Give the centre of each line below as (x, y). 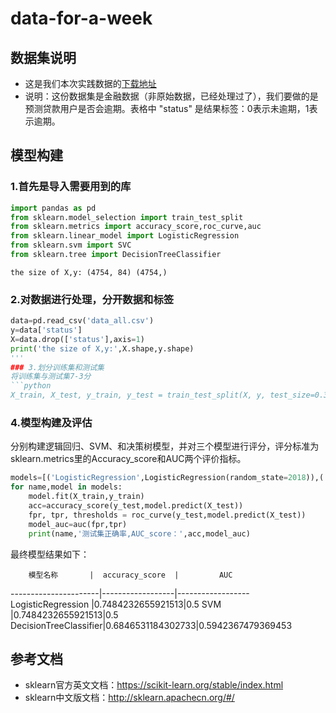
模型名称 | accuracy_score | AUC (130, 575)
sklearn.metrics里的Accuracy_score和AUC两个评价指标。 (128, 459)
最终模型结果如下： (50, 554)
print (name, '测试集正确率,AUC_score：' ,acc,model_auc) (139, 533)
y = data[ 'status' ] (46, 330)
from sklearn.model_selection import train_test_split (127, 217)
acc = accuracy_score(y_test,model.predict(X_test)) (136, 506)
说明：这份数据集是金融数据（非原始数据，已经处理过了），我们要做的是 (171, 96)
